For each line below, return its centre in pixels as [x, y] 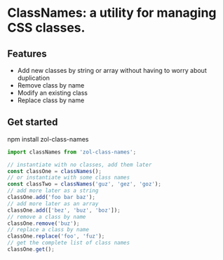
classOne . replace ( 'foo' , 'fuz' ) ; [56, 236]
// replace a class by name [48, 230]
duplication [34, 78]
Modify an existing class [52, 93]
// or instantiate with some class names [69, 178]
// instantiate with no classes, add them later [80, 165]
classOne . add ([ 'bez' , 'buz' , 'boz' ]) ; [64, 210]
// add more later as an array [53, 204]
